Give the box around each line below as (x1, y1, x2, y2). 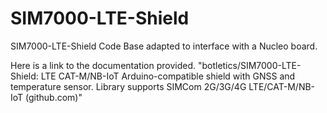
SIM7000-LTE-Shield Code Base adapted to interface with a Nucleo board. (10, 40, 318, 52)
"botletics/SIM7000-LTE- (197, 59, 302, 71)
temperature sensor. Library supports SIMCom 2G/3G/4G (10, 80, 247, 92)
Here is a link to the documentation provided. (10, 59, 196, 71)
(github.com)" (25, 91, 83, 103)
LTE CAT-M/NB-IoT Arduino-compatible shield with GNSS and (40, 70, 296, 82)
